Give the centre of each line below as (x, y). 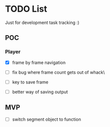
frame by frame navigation (39, 63)
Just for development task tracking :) (42, 22)
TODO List (26, 9)
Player (13, 52)
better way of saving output (40, 92)
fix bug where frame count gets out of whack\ (58, 72)
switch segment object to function (47, 119)
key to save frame (30, 82)
